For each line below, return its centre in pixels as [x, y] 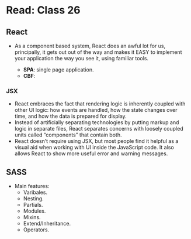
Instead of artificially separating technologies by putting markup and [97, 122]
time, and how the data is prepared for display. [70, 116]
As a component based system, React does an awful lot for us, [90, 46]
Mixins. [32, 217]
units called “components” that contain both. [68, 135]
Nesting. [33, 199]
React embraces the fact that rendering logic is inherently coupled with [100, 104]
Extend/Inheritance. [47, 224]
